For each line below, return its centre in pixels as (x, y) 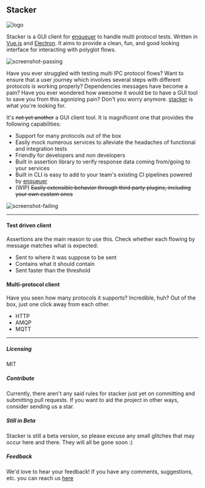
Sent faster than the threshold (52, 270)
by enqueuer (31, 181)
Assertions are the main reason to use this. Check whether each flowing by (101, 239)
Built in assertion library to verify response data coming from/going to (103, 162)
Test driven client (29, 226)
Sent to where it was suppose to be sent (66, 257)
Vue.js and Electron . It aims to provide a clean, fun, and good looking (93, 43)
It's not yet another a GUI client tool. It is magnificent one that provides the (100, 117)
